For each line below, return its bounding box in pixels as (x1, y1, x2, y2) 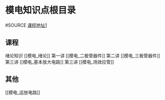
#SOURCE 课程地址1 (5, 22, 47, 28)
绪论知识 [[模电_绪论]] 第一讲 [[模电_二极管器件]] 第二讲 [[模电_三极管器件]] (5, 52, 160, 58)
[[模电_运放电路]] (5, 89, 40, 95)
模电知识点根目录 (5, 5, 76, 16)
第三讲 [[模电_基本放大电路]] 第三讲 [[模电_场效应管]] (5, 59, 114, 65)
